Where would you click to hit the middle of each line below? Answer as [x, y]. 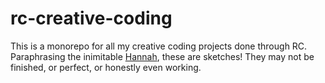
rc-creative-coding [91, 18]
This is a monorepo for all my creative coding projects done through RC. [159, 46]
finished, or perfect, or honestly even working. [106, 67]
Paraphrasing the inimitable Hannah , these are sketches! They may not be [162, 56]
